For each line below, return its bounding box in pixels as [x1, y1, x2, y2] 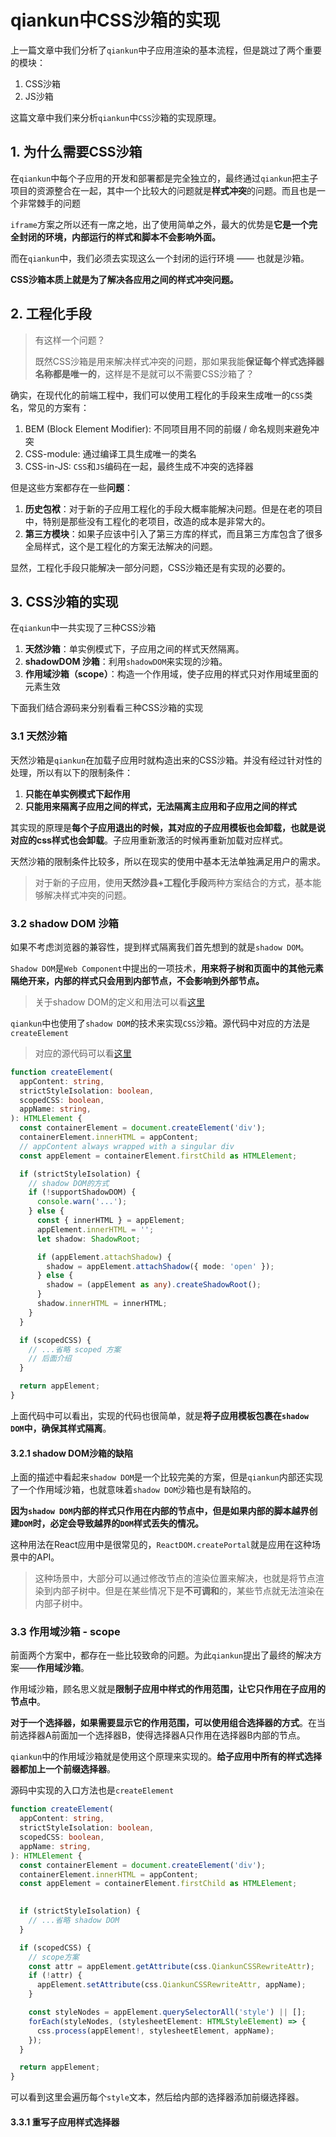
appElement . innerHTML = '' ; [36, 1224, 155, 1235]
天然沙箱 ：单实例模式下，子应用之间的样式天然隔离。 [24, 643, 245, 655]
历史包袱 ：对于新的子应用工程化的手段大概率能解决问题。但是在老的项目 [24, 502, 323, 515]
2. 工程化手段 [10, 306, 92, 323]
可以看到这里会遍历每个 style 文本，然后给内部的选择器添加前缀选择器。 [10, 2091, 305, 2103]
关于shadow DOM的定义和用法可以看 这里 [34, 996, 205, 1008]
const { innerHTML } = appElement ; [36, 1216, 186, 1226]
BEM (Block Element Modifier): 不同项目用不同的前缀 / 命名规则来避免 [24, 422, 311, 435]
